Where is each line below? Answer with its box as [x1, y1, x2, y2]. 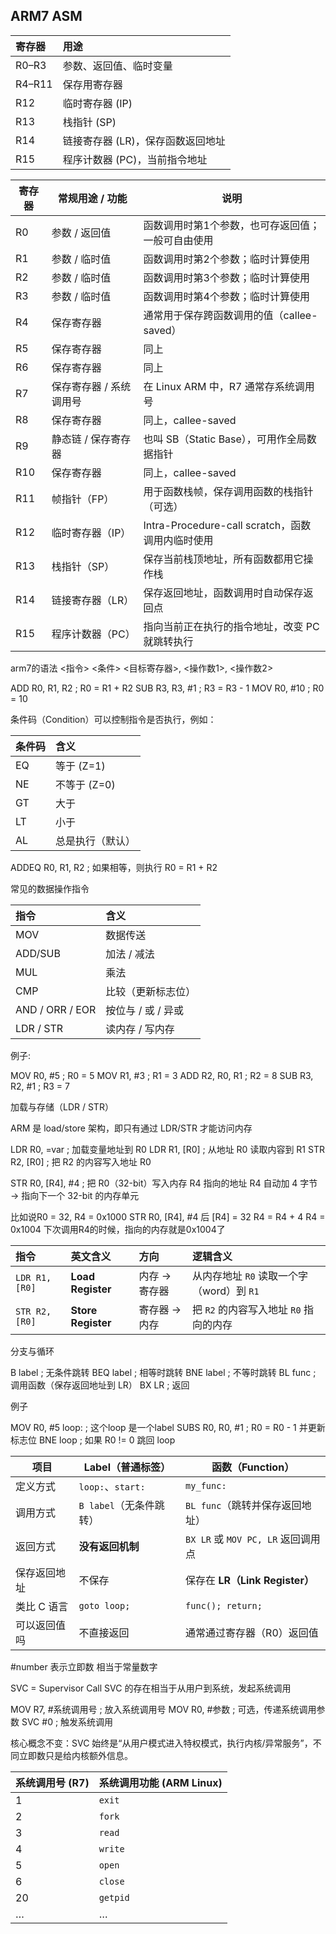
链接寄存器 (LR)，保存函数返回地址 [62, 134, 226, 148]
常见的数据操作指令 [10, 882, 90, 894]
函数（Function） [211, 1460, 295, 1474]
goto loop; [78, 1600, 131, 1611]
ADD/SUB [15, 946, 61, 960]
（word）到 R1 [192, 1284, 260, 1298]
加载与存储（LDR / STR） [10, 1100, 114, 1113]
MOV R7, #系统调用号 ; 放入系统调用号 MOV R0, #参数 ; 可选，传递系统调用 [10, 1703, 317, 1715]
